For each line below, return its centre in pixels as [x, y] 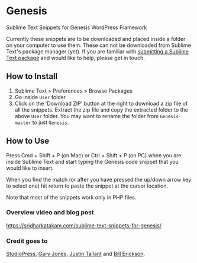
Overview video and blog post [50, 213]
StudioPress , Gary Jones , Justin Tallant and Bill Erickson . [75, 254]
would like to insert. [30, 168]
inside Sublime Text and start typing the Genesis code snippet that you [92, 161]
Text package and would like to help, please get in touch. [75, 58]
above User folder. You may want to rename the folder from [86, 116]
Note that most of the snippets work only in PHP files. [71, 197]
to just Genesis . [51, 122]
